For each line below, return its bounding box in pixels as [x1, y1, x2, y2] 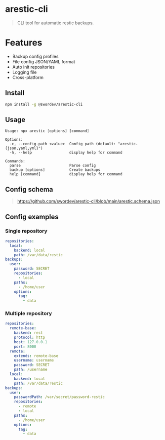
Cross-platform [12, 74, 43, 80]
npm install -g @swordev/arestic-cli [5, 102, 83, 107]
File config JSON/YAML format [12, 58, 75, 65]
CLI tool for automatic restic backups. [17, 20, 94, 26]
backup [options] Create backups [9, 167, 100, 172]
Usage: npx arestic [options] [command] [5, 128, 90, 134]
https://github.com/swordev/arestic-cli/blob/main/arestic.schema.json [17, 199, 160, 204]
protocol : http [14, 335, 45, 340]
